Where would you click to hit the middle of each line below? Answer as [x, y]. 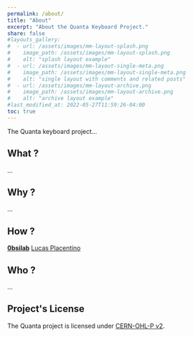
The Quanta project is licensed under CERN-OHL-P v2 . [86, 326]
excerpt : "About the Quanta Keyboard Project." [78, 27]
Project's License [46, 309]
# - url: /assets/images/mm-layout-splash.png [78, 46]
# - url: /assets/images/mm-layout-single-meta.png [86, 66]
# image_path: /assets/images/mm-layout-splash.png [89, 53]
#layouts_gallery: [34, 40]
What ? [23, 154]
